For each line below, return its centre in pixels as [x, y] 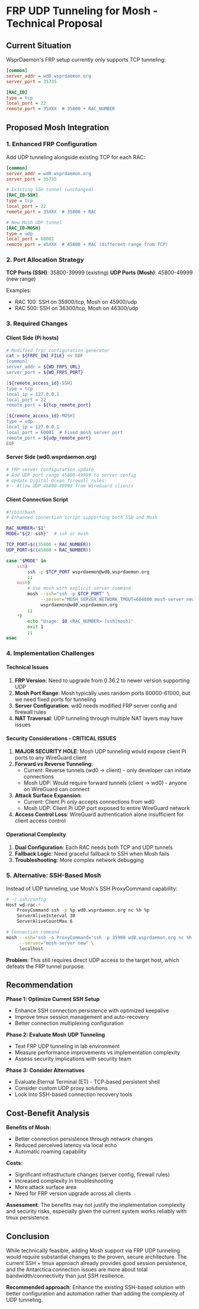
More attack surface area [46, 1187]
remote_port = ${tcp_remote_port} [49, 405]
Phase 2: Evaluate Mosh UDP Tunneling [56, 1035]
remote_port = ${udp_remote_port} [49, 438]
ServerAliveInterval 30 [46, 916]
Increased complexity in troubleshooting [64, 1181]
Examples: [19, 290]
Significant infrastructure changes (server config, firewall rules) [92, 1175]
